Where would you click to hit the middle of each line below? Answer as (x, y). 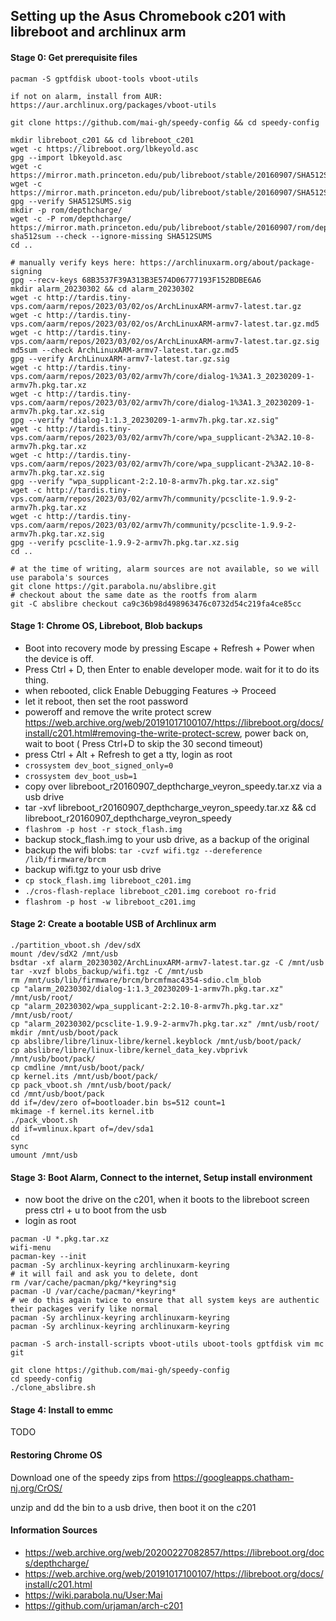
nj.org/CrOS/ (36, 1488)
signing (26, 271)
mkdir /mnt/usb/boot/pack (64, 1033)
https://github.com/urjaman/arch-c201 (103, 1605)
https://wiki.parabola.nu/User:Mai (93, 1595)
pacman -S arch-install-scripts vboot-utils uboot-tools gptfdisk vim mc (167, 1344)
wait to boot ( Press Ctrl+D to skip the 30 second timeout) (144, 743)
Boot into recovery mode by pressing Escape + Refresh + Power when (169, 648)
